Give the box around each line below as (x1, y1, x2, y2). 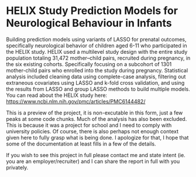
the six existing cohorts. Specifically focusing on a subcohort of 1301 (6, 60, 172, 68)
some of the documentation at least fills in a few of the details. (6, 140, 156, 147)
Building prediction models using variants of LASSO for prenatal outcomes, (6, 36, 187, 43)
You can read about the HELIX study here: (6, 92, 107, 99)
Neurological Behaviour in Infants (6, 16, 172, 30)
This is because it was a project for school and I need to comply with (6, 122, 172, 129)
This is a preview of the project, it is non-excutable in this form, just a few (6, 109, 183, 116)
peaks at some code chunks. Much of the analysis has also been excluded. (6, 115, 187, 122)
